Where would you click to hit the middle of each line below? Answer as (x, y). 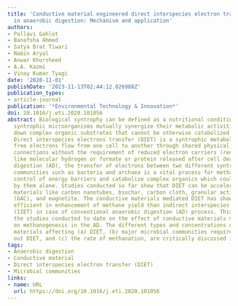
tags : (15, 245)
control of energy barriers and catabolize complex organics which (115, 179)
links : (17, 278)
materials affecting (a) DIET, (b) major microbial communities (110, 231)
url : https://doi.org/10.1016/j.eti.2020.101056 (87, 291)
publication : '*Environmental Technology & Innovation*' (93, 106)
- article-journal (34, 100)
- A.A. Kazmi (27, 67)
